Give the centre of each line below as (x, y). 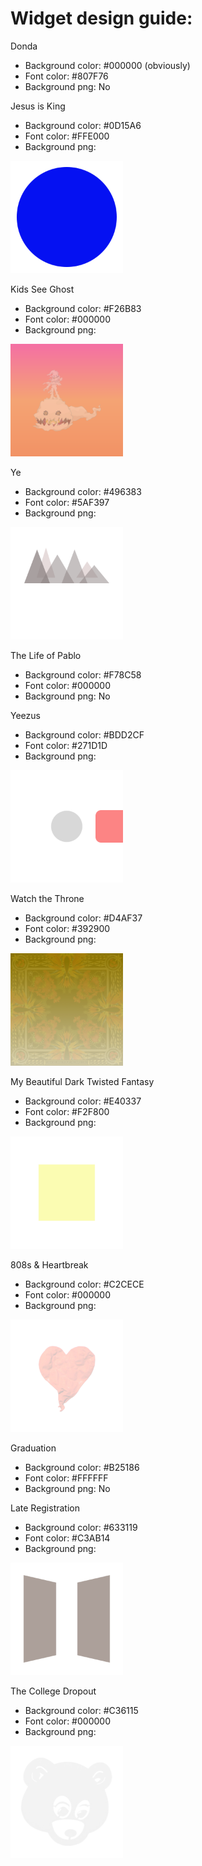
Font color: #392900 (67, 928)
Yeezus (25, 715)
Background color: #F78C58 (83, 674)
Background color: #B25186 (82, 1467)
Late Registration (45, 1508)
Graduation (33, 1448)
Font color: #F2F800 (67, 1111)
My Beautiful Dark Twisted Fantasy (82, 1081)
